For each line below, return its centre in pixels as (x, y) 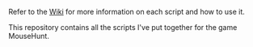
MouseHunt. (29, 36)
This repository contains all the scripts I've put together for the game (123, 27)
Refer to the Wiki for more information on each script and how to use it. (126, 12)
